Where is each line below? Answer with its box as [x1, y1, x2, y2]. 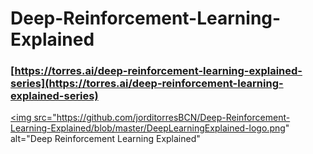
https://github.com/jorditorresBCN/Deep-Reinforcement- [56, 112, 291, 124]
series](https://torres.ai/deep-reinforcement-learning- [10, 77, 284, 91]
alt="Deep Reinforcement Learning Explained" [10, 133, 201, 145]
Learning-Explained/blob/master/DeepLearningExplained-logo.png [10, 122, 286, 134]
